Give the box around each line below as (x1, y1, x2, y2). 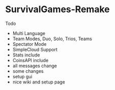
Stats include (12, 52, 41, 58)
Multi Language (12, 30, 46, 36)
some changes (12, 68, 44, 74)
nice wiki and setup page (12, 79, 65, 85)
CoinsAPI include (12, 57, 49, 63)
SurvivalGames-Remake (5, 4, 110, 15)
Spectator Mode (12, 41, 47, 47)
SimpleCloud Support (12, 46, 58, 52)
